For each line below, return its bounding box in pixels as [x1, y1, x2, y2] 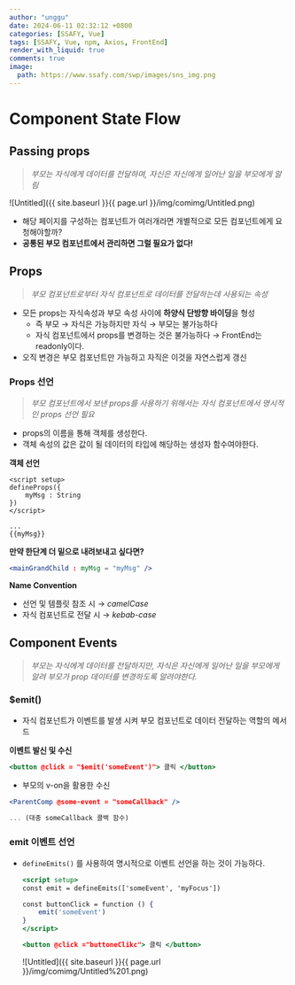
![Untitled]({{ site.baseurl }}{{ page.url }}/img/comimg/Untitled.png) [9, 197, 255, 208]
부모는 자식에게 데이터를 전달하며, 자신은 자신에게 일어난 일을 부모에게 [30, 168, 273, 179]
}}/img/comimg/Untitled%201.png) [21, 966, 149, 976]
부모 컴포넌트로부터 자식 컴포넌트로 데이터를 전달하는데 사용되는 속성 [30, 289, 268, 299]
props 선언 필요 [40, 408, 95, 419]
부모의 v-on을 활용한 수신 [21, 779, 111, 790]
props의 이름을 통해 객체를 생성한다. [21, 427, 148, 438]
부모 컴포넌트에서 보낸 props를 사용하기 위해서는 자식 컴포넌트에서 [30, 398, 261, 408]
